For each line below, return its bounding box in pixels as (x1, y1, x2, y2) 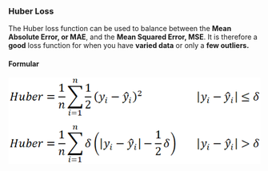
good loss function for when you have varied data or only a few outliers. (8, 41, 250, 50)
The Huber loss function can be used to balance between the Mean (8, 24, 232, 34)
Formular (8, 58, 40, 69)
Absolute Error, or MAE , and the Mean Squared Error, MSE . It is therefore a (8, 32, 258, 42)
